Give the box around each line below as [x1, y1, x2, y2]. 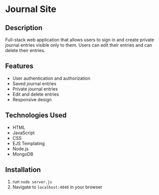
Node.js [12, 145, 29, 151]
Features [5, 62, 33, 71]
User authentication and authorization [12, 75, 91, 81]
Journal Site [5, 4, 56, 15]
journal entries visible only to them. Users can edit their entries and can [5, 42, 152, 48]
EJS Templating [12, 140, 45, 146]
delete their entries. [5, 48, 45, 53]
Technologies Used [5, 111, 66, 120]
